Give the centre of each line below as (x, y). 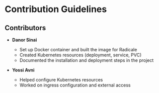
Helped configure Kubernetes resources (61, 80)
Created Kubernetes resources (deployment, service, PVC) (81, 55)
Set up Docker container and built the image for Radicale (78, 50)
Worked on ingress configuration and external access (75, 85)
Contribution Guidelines (56, 9)
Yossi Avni (23, 70)
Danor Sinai (24, 40)
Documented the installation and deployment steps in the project (87, 60)
